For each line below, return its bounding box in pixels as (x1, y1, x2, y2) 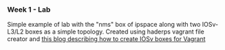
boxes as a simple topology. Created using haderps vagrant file (25, 27, 204, 36)
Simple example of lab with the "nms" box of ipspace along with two (7, 21, 201, 29)
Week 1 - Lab (7, 5, 51, 14)
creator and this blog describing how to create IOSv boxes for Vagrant (7, 35, 206, 43)
